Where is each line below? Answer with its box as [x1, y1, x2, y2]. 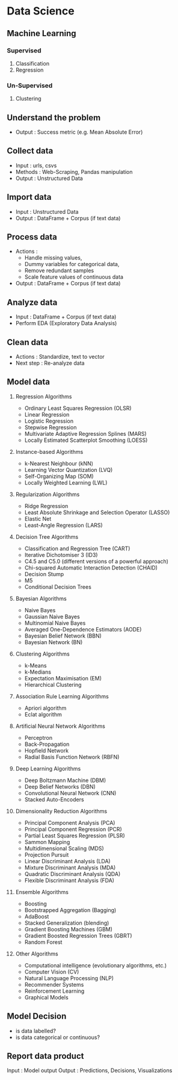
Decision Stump [24, 570, 64, 577]
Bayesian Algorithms [15, 595, 67, 602]
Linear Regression [24, 411, 70, 418]
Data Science [7, 4, 75, 18]
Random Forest [24, 938, 63, 946]
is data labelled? [15, 1027, 57, 1034]
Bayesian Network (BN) [24, 638, 83, 645]
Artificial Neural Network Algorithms [15, 722, 106, 730]
